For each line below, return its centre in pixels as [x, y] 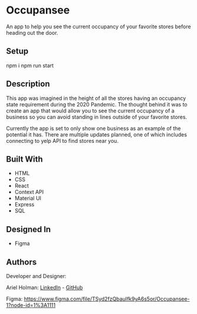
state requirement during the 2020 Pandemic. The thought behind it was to [97, 104]
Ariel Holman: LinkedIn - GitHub [45, 288]
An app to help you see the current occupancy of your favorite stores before [98, 26]
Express [24, 205]
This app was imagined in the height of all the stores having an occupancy [96, 98]
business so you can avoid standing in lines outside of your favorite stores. [96, 117]
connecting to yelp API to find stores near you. [62, 141]
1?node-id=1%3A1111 [31, 305]
